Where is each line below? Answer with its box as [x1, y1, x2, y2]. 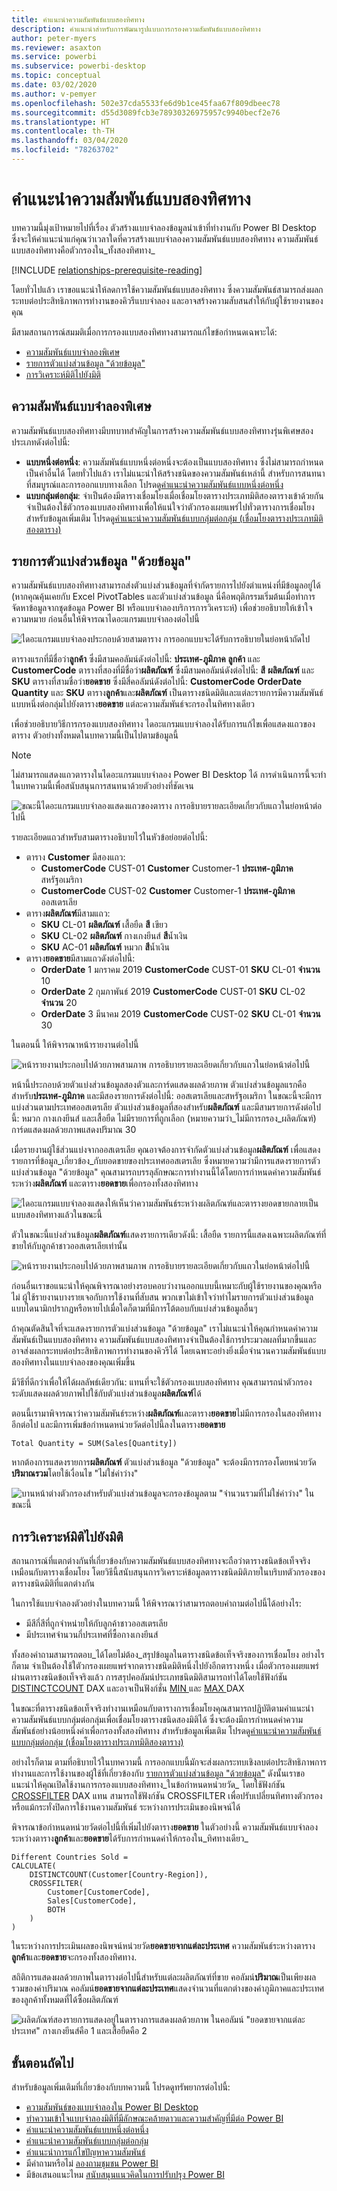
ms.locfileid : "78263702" [11, 145, 119, 155]
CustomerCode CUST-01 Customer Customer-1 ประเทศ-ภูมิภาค [40, 862, 294, 875]
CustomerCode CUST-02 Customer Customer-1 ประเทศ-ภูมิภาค [40, 885, 296, 897]
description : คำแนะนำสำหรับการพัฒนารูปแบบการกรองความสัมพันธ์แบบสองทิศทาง [11, 24, 261, 34]
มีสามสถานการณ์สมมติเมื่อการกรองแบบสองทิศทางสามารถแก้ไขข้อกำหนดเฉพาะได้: [11, 326, 278, 338]
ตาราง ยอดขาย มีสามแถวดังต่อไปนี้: [25, 952, 136, 965]
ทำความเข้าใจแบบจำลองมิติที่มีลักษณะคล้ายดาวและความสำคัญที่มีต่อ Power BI [25, 2112, 284, 2125]
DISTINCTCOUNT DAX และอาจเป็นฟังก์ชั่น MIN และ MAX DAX [11, 1682, 245, 1695]
